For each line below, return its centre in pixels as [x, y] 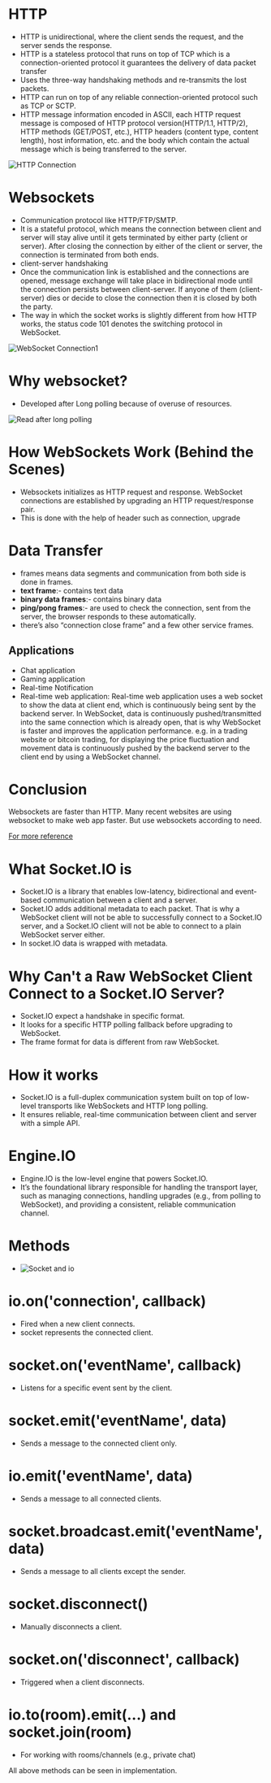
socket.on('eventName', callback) [125, 1366]
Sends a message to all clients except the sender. [103, 1571]
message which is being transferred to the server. [103, 149]
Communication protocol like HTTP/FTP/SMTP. [99, 220]
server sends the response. [66, 45]
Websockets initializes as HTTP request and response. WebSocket [131, 492]
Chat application [47, 670]
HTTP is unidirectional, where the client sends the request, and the [132, 37]
